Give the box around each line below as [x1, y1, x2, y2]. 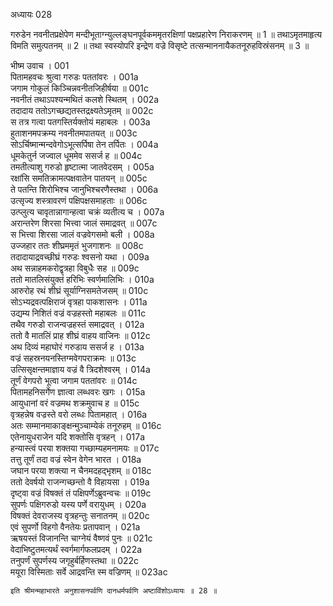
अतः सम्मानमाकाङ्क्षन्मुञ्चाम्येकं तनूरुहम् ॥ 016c [10, 420, 162, 431]
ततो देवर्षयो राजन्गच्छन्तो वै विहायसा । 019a [10, 476, 150, 488]
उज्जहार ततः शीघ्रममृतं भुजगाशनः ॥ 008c [10, 240, 144, 251]
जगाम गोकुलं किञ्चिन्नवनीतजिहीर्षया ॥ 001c [10, 82, 149, 94]
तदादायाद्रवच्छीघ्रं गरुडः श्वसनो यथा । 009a [10, 251, 150, 263]
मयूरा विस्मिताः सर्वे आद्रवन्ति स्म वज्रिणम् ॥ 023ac [10, 566, 168, 578]
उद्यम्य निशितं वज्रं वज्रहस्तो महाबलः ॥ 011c [10, 307, 147, 319]
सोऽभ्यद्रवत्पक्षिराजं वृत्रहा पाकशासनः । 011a [10, 296, 148, 308]
